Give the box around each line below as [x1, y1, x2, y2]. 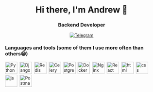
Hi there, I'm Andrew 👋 [35, 4, 128, 15]
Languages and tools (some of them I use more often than [5, 44, 144, 51]
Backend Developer [58, 22, 105, 28]
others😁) [5, 51, 28, 57]
